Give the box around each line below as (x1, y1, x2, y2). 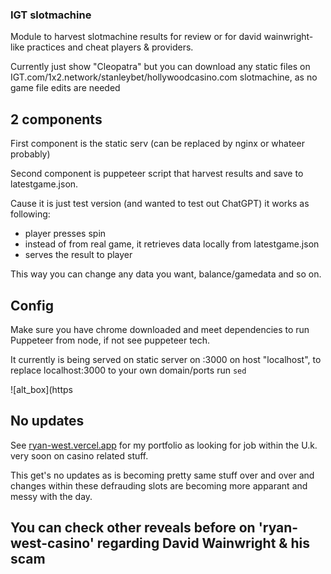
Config (10, 297, 54, 314)
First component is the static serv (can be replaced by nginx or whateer (10, 138, 305, 150)
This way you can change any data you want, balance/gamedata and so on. (10, 268, 322, 280)
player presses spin (24, 228, 107, 240)
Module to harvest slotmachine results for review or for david (10, 31, 262, 43)
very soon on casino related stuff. (10, 449, 149, 462)
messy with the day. (10, 490, 93, 502)
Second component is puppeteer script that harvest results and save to (10, 168, 304, 180)
